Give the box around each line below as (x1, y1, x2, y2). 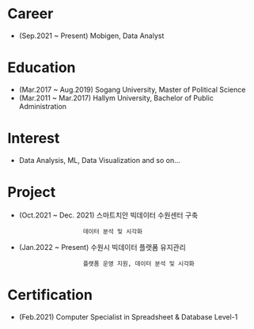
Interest (7, 130, 60, 147)
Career (7, 5, 54, 23)
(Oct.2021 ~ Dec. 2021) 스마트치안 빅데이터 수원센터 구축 (18, 210, 199, 220)
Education (7, 59, 76, 77)
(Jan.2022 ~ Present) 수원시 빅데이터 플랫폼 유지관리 (18, 242, 187, 251)
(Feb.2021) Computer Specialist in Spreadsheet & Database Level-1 (18, 312, 238, 321)
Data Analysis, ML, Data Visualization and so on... (18, 155, 181, 164)
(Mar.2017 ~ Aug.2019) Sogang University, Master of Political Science (18, 85, 246, 94)
